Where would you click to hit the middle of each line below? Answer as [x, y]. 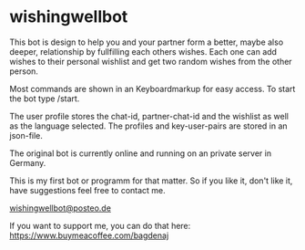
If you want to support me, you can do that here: [100, 225]
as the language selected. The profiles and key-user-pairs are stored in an [149, 126]
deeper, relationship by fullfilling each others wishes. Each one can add [143, 51]
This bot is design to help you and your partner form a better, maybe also [147, 42]
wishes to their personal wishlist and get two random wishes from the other [151, 61]
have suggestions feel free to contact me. [87, 190]
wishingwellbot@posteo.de [61, 208]
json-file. [26, 135]
